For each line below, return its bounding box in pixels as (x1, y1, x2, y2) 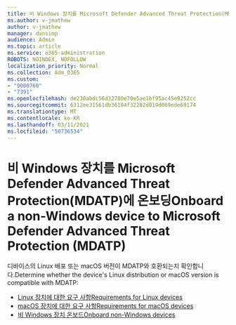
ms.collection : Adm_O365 (7, 69, 80, 76)
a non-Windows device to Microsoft (7, 208, 221, 224)
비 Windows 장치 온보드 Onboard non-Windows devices (17, 310, 176, 319)
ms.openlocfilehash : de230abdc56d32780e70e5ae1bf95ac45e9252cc (7, 95, 197, 102)
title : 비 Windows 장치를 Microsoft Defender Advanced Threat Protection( (7, 10, 225, 18)
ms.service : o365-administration (7, 50, 105, 57)
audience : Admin (7, 37, 55, 44)
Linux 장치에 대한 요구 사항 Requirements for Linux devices (17, 293, 183, 302)
